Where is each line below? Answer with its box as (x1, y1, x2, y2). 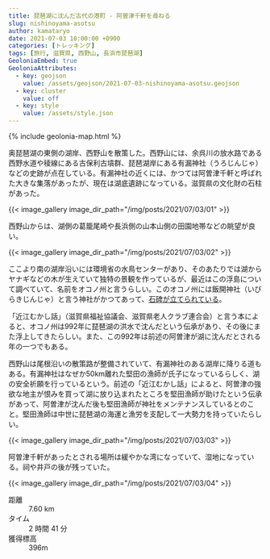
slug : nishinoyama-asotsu (8, 19, 95, 27)
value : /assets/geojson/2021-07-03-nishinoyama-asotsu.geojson (23, 79, 240, 87)
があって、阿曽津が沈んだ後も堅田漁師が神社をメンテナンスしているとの (8, 399, 247, 408)
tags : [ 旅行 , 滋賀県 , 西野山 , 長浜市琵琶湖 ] (8, 49, 143, 57)
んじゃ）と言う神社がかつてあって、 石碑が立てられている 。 (29, 294, 226, 303)
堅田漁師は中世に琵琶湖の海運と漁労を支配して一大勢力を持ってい (22, 409, 241, 419)
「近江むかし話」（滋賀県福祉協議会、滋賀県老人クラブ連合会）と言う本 (8, 311, 245, 321)
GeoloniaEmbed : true (8, 57, 78, 65)
